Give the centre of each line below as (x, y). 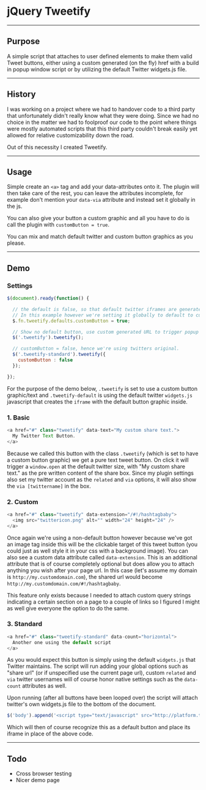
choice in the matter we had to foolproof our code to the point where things (102, 122)
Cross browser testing (44, 773)
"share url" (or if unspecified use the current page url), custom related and (101, 673)
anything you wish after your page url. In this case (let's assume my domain (102, 570)
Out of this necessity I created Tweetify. (57, 147)
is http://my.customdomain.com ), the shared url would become (85, 577)
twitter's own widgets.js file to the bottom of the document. (82, 704)
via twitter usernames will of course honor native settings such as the (95, 680)
